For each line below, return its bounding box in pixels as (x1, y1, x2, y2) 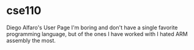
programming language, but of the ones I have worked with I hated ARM (6, 30, 188, 37)
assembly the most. (6, 37, 56, 44)
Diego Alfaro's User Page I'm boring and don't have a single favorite (6, 24, 178, 31)
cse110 (6, 4, 42, 18)
